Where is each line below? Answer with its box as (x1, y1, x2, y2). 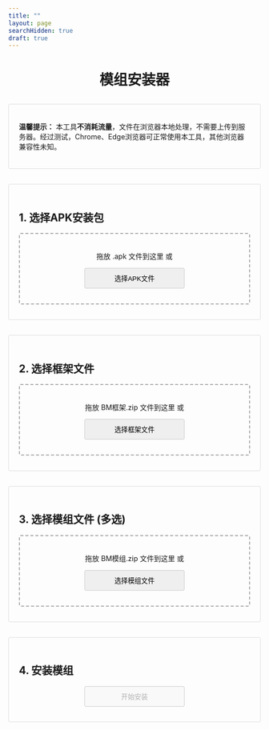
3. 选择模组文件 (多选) (18, 513, 126, 527)
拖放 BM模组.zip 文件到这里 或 (85, 553, 184, 563)
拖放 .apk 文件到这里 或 (96, 251, 173, 261)
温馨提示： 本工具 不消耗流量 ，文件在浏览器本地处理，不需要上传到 (18, 122, 239, 132)
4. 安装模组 (18, 664, 74, 677)
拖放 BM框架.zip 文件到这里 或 (85, 403, 184, 412)
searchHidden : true (8, 26, 74, 34)
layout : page (8, 19, 52, 27)
